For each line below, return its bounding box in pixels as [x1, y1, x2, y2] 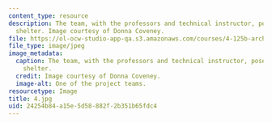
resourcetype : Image [8, 87, 79, 95]
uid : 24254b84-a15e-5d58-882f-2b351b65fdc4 [8, 102, 158, 110]
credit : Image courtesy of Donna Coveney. [15, 72, 161, 80]
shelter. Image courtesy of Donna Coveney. [15, 27, 164, 35]
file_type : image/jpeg [8, 42, 85, 50]
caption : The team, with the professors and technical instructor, [15, 57, 249, 66]
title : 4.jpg [8, 95, 53, 103]
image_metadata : [8, 49, 63, 57]
